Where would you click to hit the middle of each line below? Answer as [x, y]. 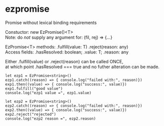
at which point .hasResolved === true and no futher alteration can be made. [82, 67]
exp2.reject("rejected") [31, 114]
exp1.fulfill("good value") [34, 88]
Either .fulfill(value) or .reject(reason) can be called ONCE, [64, 61]
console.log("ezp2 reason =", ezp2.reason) [51, 119]
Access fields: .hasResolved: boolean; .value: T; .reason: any [67, 52]
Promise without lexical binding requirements [51, 23]
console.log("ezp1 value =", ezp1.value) [48, 93]
